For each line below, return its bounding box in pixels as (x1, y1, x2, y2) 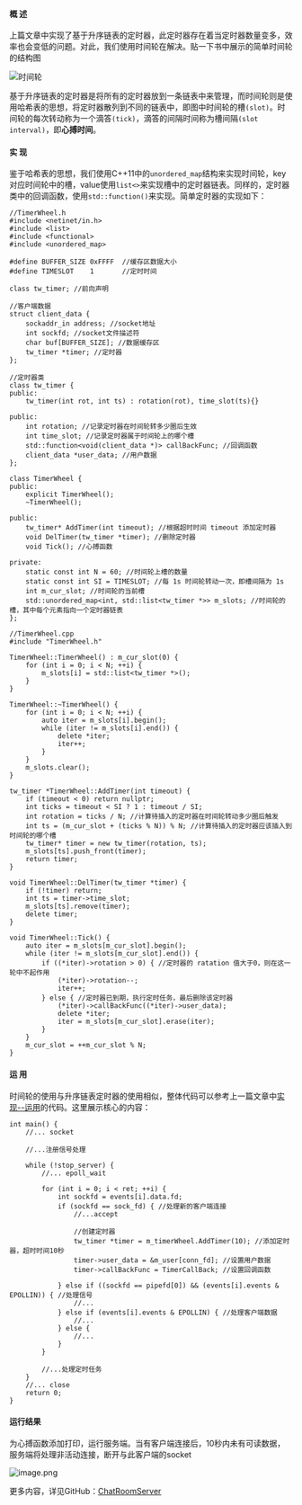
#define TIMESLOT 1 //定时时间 (9, 267, 157, 276)
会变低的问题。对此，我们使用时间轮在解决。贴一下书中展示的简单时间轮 (24, 41, 293, 52)
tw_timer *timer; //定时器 (25, 348, 123, 357)
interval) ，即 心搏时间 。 (9, 124, 102, 135)
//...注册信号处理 (25, 1144, 86, 1154)
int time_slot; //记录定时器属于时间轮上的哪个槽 (25, 432, 195, 441)
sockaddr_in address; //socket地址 (25, 319, 156, 328)
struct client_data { (9, 310, 91, 319)
